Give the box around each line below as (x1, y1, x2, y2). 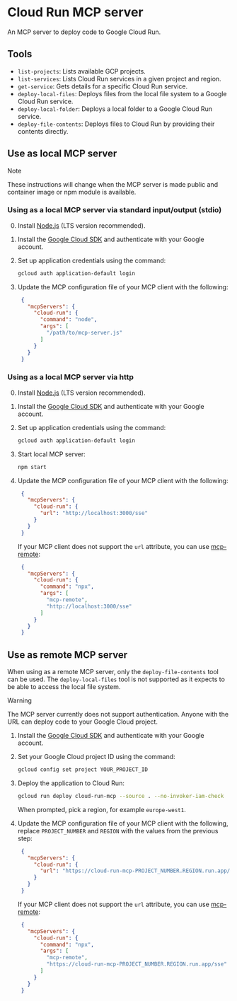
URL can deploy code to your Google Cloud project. (7, 717, 158, 726)
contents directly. (17, 127, 69, 135)
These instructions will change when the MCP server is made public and (7, 180, 218, 188)
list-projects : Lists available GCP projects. (17, 66, 146, 75)
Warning (7, 696, 32, 705)
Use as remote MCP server (7, 649, 128, 661)
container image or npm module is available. (7, 187, 137, 196)
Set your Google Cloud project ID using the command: (17, 753, 175, 761)
